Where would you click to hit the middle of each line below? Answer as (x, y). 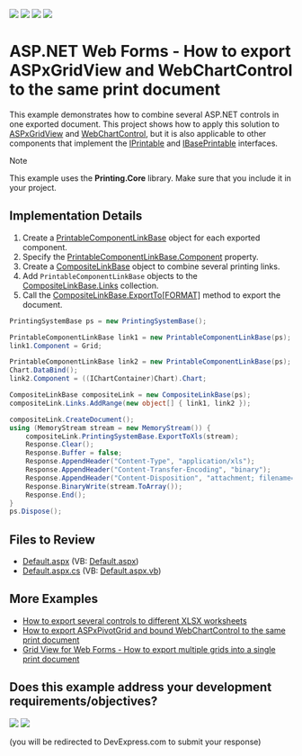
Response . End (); (56, 495)
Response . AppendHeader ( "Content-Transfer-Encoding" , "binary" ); (148, 470)
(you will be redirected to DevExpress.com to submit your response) (135, 742)
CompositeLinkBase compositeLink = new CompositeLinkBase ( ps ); (130, 395)
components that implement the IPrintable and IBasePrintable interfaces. (144, 143)
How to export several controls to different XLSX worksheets (134, 620)
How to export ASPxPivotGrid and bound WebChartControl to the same (154, 630)
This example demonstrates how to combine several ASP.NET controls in (144, 114)
